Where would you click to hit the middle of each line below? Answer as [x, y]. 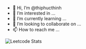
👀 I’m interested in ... [34, 13]
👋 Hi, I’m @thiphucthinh [37, 8]
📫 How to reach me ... [36, 30]
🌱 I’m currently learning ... [39, 18]
